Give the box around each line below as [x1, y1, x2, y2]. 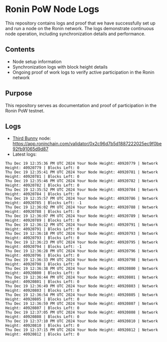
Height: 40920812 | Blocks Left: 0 [5, 332, 80, 337]
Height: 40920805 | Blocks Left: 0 [5, 297, 80, 302]
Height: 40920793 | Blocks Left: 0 [5, 235, 80, 241]
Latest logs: [12, 151, 37, 157]
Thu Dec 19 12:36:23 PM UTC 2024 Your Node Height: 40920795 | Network [5, 240, 158, 245]
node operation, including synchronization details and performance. [5, 31, 145, 37]
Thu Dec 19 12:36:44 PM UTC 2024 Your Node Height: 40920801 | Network [5, 275, 158, 280]
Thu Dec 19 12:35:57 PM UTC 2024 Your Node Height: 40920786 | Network [5, 196, 158, 201]
